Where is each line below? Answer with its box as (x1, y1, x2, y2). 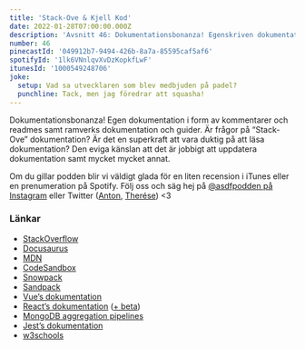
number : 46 (9, 38, 51, 48)
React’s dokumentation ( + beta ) (22, 301, 141, 312)
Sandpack (22, 281, 61, 292)
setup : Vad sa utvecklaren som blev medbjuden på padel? (17, 81, 238, 90)
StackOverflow (22, 233, 79, 244)
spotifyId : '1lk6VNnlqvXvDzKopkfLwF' (9, 55, 152, 65)
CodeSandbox (22, 262, 77, 273)
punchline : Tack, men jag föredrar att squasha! (17, 89, 205, 98)
